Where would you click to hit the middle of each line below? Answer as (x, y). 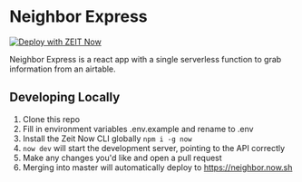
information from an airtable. (63, 69)
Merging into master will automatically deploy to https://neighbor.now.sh (157, 167)
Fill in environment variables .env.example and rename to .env (138, 129)
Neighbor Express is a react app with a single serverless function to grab (146, 59)
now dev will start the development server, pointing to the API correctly (154, 148)
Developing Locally (65, 97)
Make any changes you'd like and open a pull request (122, 158)
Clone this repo (51, 119)
